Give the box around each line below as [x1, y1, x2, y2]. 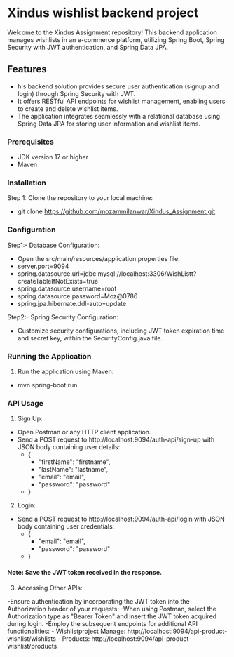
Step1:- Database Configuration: [7, 241, 100, 249]
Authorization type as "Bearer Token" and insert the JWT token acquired [7, 612, 217, 620]
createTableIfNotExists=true [17, 277, 99, 285]
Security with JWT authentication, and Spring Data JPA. [7, 43, 169, 51]
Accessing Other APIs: [17, 584, 83, 592]
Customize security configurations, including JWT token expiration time [17, 326, 225, 335]
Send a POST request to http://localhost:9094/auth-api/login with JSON [17, 515, 226, 524]
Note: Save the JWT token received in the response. [7, 568, 163, 576]
